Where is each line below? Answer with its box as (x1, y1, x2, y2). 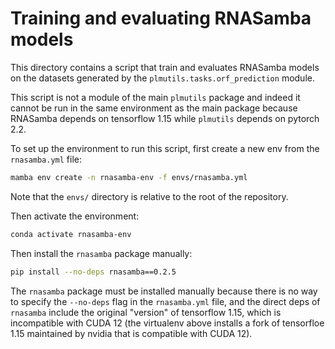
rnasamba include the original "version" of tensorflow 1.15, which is (10, 306, 282, 318)
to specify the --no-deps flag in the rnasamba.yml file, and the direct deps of (10, 295, 321, 307)
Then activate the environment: (10, 210, 140, 222)
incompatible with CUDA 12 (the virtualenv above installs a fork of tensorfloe (10, 317, 325, 329)
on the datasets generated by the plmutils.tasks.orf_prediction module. (10, 72, 315, 84)
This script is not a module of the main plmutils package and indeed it (10, 91, 301, 103)
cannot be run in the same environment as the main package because (10, 102, 298, 114)
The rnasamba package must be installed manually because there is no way (10, 285, 318, 297)
